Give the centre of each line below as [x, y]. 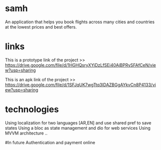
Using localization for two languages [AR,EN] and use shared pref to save [78, 123]
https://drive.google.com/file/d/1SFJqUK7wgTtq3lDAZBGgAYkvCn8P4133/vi [80, 85]
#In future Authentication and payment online [50, 142]
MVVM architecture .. [26, 133]
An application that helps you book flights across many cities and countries [80, 22]
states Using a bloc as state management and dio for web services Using [78, 128]
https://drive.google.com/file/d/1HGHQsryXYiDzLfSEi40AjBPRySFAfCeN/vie [80, 65]
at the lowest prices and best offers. [41, 27]
